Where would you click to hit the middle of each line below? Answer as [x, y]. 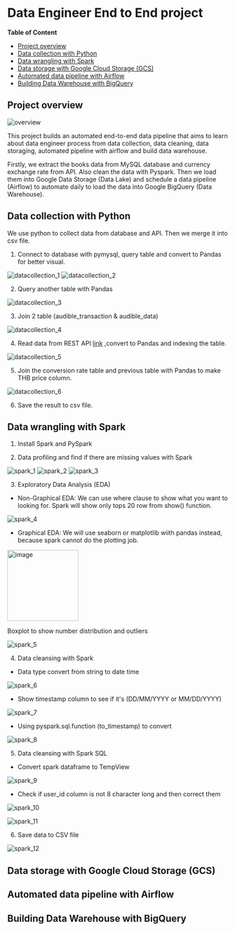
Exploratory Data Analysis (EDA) [64, 485]
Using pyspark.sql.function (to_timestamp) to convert [94, 726]
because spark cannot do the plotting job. [78, 540]
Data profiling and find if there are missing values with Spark [105, 457]
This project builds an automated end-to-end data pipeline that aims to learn [117, 135]
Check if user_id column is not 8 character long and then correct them [119, 794]
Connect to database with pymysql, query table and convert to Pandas [119, 254]
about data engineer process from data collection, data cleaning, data [108, 143]
